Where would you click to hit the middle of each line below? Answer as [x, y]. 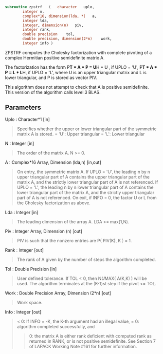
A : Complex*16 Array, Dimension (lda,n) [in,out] [53, 162]
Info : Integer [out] [23, 312]
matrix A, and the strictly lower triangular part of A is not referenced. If [87, 182]
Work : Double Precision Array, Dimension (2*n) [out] [58, 293]
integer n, [34, 11]
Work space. [30, 302]
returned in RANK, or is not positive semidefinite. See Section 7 [92, 341]
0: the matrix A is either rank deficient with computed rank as [90, 336]
